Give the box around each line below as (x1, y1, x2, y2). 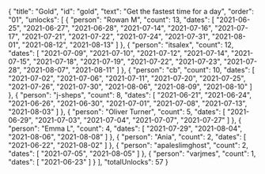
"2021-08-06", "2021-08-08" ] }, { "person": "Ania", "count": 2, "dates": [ (8, 132, 247, 141)
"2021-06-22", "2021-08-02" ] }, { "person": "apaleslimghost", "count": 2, (8, 141, 249, 150)
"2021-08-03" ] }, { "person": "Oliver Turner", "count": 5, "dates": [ (8, 107, 225, 117)
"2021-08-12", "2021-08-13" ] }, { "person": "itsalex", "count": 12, (21, 40, 234, 50)
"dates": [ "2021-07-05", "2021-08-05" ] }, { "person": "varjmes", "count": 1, (8, 149, 256, 158)
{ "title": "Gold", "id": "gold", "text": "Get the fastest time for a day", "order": (8, 7, 255, 16)
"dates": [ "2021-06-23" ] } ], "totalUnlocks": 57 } (8, 157, 168, 166)
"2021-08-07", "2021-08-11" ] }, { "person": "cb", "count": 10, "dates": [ (23, 65, 256, 74)
